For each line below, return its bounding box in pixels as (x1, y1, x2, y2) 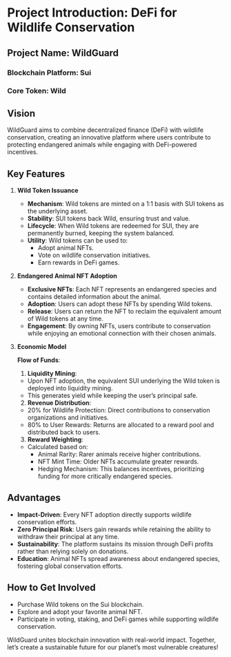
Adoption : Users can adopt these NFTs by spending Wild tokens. (27, 300, 212, 308)
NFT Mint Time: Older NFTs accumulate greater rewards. (37, 457, 199, 466)
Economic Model (17, 343, 67, 351)
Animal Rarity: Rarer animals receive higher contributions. (37, 450, 201, 459)
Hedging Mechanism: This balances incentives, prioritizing (37, 465, 205, 473)
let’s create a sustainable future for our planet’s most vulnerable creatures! (7, 642, 219, 651)
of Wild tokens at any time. (27, 314, 103, 323)
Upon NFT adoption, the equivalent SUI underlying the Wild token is (27, 377, 221, 385)
